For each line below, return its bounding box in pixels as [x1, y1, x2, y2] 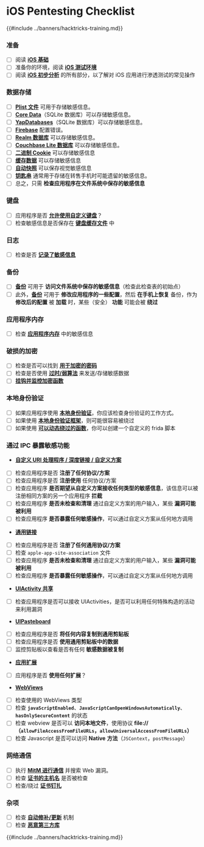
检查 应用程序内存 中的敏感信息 [15, 330, 93, 337]
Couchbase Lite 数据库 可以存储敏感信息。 [15, 142, 123, 149]
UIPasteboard [15, 617, 51, 625]
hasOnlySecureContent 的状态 [15, 712, 88, 719]
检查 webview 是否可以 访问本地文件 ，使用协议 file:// [15, 719, 149, 727]
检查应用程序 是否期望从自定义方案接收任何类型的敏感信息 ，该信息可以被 [15, 485, 199, 492]
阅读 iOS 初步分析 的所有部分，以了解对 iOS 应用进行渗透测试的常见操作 [15, 71, 195, 79]
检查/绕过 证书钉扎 [15, 782, 62, 789]
